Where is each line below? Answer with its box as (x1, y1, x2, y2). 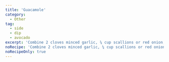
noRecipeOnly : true (5, 49, 46, 54)
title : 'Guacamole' (5, 7, 46, 12)
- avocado (10, 35, 30, 40)
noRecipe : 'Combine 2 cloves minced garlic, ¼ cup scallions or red (5, 44, 152, 49)
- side (10, 26, 24, 31)
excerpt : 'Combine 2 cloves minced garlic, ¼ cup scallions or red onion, (5, 40, 165, 45)
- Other (10, 16, 26, 21)
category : (5, 12, 26, 17)
